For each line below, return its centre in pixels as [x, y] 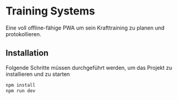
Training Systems [51, 11]
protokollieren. [23, 34]
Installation [27, 53]
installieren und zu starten [38, 74]
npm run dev [20, 91]
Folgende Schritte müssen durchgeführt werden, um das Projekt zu [89, 67]
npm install [20, 85]
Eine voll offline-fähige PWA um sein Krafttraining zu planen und [85, 28]
